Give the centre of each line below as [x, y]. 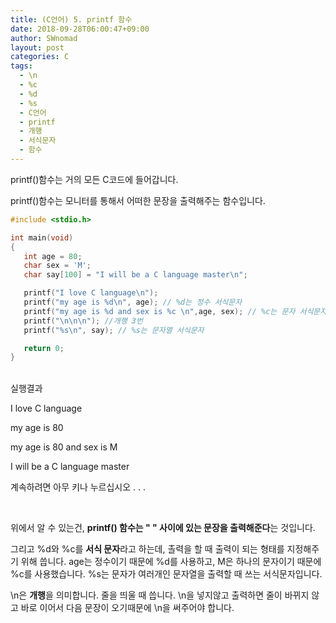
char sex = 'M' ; [57, 266]
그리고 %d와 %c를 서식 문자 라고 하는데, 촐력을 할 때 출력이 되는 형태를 [147, 549]
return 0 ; [44, 348]
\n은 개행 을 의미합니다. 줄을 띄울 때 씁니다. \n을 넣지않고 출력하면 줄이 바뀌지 [160, 595]
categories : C [40, 57]
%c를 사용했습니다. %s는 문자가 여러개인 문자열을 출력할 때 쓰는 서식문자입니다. [166, 574]
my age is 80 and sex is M [64, 447]
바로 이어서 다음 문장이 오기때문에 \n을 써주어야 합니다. [127, 608]
